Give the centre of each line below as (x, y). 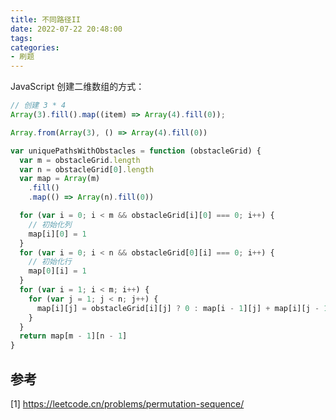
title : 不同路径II (46, 19)
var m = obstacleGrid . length (80, 160)
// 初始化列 (50, 224)
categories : (35, 47)
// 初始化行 (50, 262)
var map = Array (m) (60, 179)
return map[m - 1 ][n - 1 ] (73, 336)
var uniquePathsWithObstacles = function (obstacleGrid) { (136, 151)
